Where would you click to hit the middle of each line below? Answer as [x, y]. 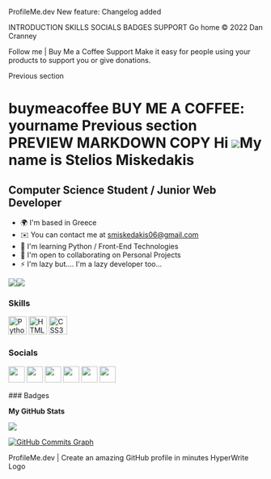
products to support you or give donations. [80, 60]
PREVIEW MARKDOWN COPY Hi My [135, 143]
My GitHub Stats [37, 411]
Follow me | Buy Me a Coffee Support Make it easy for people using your [129, 51]
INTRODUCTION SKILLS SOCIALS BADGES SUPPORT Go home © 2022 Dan [135, 27]
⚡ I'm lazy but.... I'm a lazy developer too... [91, 264]
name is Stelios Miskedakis [102, 160]
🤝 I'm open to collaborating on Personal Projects [100, 255]
